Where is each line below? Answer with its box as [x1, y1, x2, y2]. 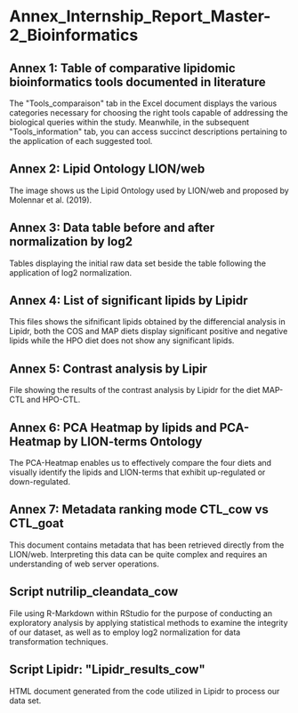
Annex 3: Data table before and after [9, 220, 215, 236]
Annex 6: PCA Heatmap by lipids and [9, 420, 218, 435]
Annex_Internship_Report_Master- [9, 6, 271, 27]
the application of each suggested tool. [9, 136, 153, 146]
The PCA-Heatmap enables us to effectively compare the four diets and [9, 458, 272, 469]
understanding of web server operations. [9, 558, 160, 569]
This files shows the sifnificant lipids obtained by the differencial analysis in [9, 316, 286, 327]
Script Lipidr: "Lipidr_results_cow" [9, 662, 206, 677]
